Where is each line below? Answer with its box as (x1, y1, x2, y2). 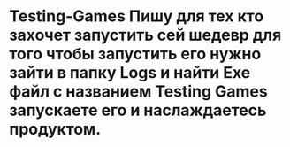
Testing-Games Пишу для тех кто (9, 6, 264, 27)
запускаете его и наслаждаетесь (9, 100, 267, 120)
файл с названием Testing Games (9, 81, 268, 102)
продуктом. (9, 120, 102, 139)
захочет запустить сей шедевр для (9, 25, 282, 45)
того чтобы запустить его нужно (9, 44, 262, 64)
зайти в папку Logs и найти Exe (9, 63, 251, 83)
